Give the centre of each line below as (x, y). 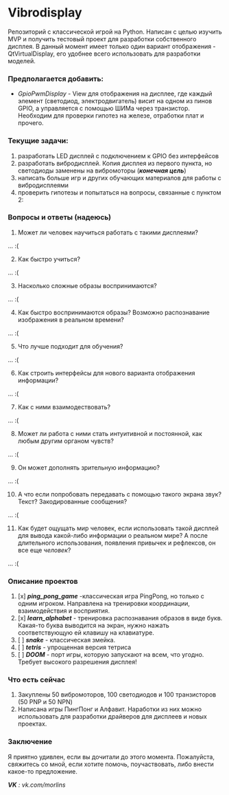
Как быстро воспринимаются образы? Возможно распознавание (113, 312)
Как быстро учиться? (49, 259)
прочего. (31, 123)
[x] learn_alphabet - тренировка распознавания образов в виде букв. (120, 618)
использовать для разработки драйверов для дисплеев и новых (112, 717)
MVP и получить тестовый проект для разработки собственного (102, 39)
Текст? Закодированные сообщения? (72, 501)
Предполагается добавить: (56, 78)
